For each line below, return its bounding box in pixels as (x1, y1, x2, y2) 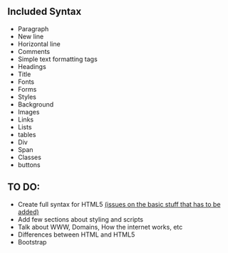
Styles (17, 92, 37, 101)
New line (17, 32, 44, 41)
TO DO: (7, 181, 41, 193)
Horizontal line (17, 39, 61, 48)
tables (17, 130, 36, 139)
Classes (17, 153, 41, 161)
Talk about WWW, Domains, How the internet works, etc (17, 222, 183, 231)
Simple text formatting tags (17, 55, 98, 63)
